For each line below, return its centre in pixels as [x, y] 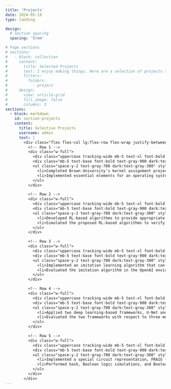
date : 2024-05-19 [24, 15]
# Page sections [22, 47]
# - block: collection [32, 57]
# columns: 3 [26, 104]
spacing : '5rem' [27, 38]
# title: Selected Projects [42, 66]
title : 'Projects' [25, 10]
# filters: [24, 76]
